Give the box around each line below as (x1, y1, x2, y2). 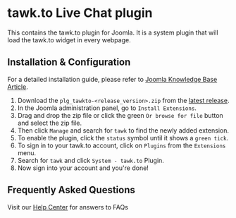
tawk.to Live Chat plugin (7, 5, 153, 21)
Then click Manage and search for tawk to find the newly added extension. (17, 126, 229, 135)
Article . (7, 83, 28, 91)
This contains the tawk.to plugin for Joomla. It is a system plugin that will (7, 28, 218, 37)
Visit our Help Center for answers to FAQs (7, 202, 129, 211)
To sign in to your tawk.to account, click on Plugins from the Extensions (17, 141, 226, 150)
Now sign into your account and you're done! (17, 164, 149, 172)
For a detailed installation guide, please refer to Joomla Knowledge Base (7, 75, 218, 83)
